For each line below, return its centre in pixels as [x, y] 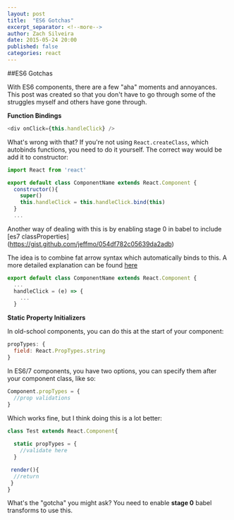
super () [31, 196]
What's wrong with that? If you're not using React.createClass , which [108, 142]
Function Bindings [35, 115]
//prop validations [42, 398]
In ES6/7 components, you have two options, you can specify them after [112, 370]
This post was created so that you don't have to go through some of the [112, 94]
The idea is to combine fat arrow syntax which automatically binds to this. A [117, 258]
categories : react [34, 54]
